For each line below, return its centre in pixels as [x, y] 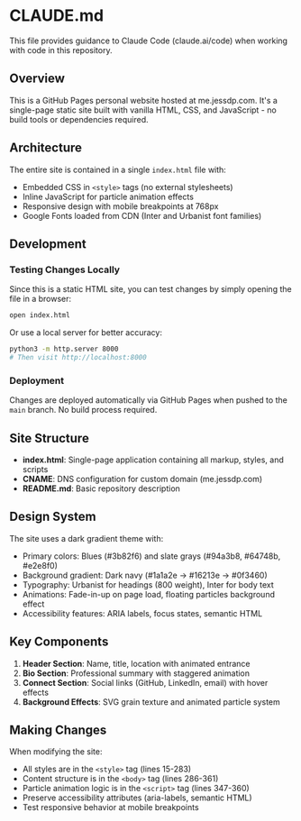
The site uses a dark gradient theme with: [87, 538]
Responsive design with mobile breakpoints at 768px [120, 206]
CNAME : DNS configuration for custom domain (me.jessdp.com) [142, 479]
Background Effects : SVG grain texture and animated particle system [151, 702]
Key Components [59, 642]
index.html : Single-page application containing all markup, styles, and [153, 460]
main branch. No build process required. [83, 410]
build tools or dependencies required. [79, 119]
